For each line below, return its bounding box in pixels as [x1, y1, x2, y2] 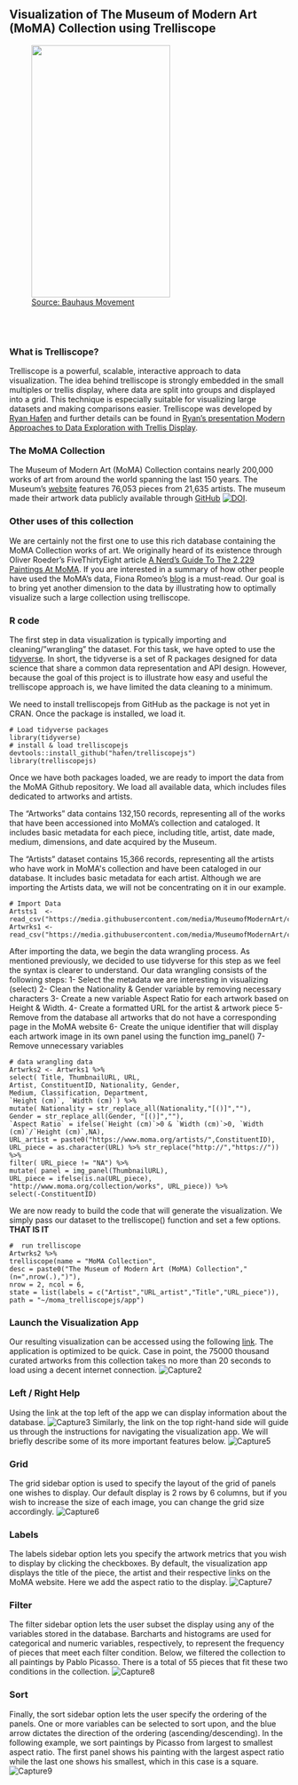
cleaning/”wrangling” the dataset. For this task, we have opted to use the [9, 644, 276, 654]
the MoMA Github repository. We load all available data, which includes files [9, 782, 286, 792]
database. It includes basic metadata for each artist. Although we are [9, 873, 262, 883]
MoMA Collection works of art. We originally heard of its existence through [9, 545, 282, 555]
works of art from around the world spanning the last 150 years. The [9, 474, 259, 485]
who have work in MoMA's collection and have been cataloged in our [9, 864, 262, 873]
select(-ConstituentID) [9, 1190, 98, 1199]
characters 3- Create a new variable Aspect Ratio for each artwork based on [9, 993, 289, 1003]
